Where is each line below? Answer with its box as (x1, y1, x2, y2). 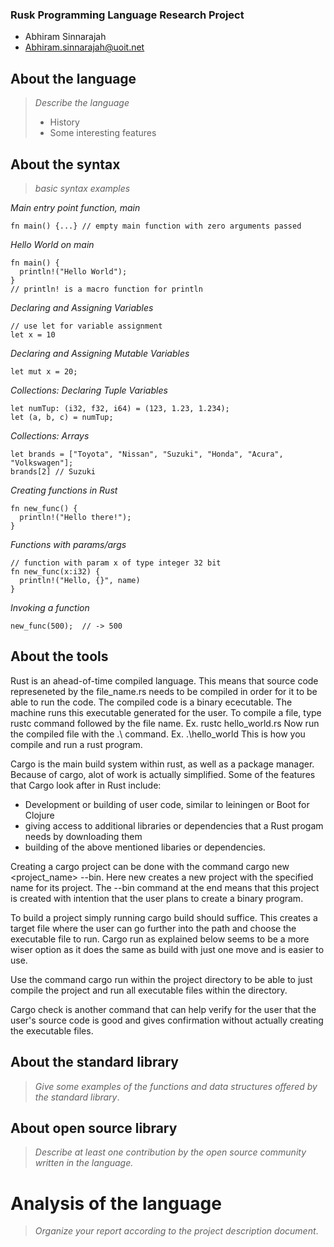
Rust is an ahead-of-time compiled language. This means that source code (10, 674, 319, 687)
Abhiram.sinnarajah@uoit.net (24, 41, 145, 53)
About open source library (10, 1119, 178, 1137)
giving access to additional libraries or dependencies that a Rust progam (24, 819, 324, 832)
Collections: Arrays (10, 429, 90, 442)
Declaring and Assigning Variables (10, 301, 154, 313)
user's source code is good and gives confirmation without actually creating (10, 1014, 324, 1026)
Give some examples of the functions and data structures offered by (34, 1080, 318, 1092)
